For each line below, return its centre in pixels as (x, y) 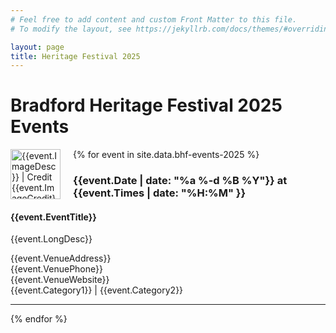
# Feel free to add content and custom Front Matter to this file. (154, 19)
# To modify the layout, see (71, 29)
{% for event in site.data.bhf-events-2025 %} (166, 155)
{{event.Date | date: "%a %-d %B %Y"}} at (180, 181)
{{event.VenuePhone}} (56, 269)
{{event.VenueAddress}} (61, 258)
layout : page (37, 47)
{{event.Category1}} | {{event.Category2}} (97, 290)
